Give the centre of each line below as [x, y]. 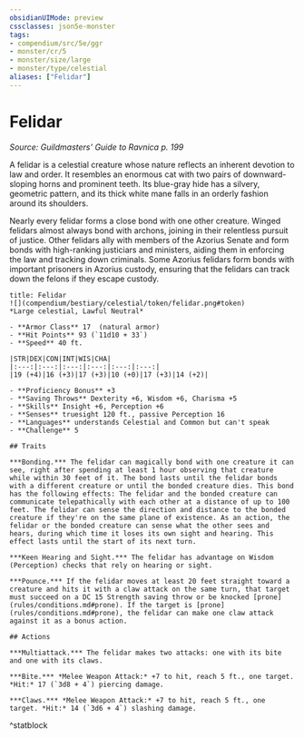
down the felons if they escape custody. [84, 279]
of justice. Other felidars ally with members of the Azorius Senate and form [149, 240]
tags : [20, 34]
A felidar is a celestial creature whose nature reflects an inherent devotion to [152, 164]
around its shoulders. [49, 203]
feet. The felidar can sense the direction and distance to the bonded [147, 509]
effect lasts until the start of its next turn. [103, 541]
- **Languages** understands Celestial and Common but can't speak [140, 422]
